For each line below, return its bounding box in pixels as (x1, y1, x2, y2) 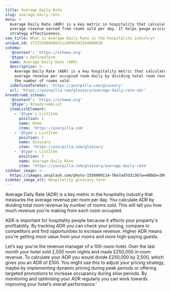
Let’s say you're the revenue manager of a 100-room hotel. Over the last (5, 243, 155, 249)
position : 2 (18, 135, 44, 140)
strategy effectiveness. (10, 31, 62, 36)
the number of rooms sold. (14, 78, 71, 83)
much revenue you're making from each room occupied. (5, 208, 123, 214)
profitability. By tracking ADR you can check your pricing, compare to (5, 223, 150, 229)
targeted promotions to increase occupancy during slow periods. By (5, 270, 147, 277)
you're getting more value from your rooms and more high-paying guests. (5, 234, 159, 240)
